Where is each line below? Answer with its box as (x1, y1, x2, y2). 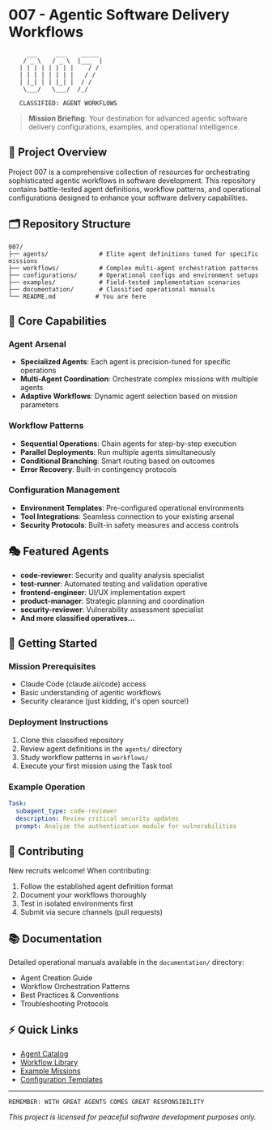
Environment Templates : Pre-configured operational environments (19, 503, 244, 512)
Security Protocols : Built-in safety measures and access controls (19, 520, 240, 529)
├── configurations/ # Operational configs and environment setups (8, 271, 259, 279)
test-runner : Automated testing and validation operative (19, 579, 208, 588)
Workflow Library (19, 1057, 79, 1067)
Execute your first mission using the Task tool (19, 761, 172, 771)
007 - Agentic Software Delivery (8, 6, 230, 24)
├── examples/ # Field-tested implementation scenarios (8, 278, 241, 287)
